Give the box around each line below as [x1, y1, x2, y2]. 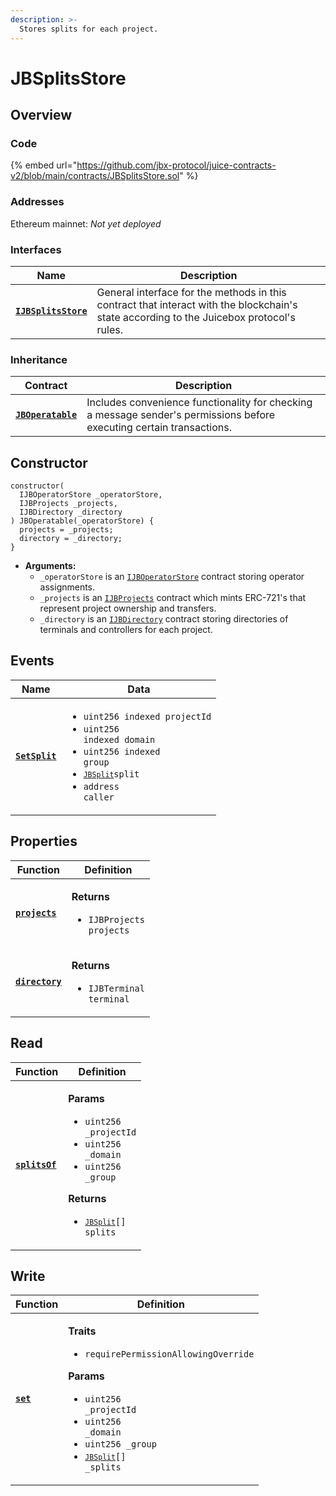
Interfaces [10, 242, 62, 256]
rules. [96, 322, 124, 336]
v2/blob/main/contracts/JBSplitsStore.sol [10, 170, 180, 182]
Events [10, 652, 55, 670]
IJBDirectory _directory [19, 507, 123, 518]
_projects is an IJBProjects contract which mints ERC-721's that [39, 592, 307, 604]
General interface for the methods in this [96, 285, 287, 299]
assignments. [39, 581, 96, 593]
